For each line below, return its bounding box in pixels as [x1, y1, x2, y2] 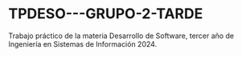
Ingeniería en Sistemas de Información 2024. [8, 39, 158, 48]
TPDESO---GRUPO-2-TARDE [8, 5, 203, 23]
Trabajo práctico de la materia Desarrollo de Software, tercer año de [8, 31, 235, 40]
